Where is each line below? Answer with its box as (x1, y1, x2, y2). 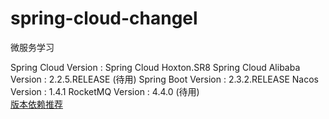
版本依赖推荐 (10, 98, 63, 110)
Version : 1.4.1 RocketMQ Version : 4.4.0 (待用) (10, 85, 200, 97)
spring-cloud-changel (10, 7, 198, 30)
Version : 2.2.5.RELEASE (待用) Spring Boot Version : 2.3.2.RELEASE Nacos (10, 73, 319, 85)
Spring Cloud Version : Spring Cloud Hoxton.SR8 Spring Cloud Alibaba (10, 61, 301, 73)
